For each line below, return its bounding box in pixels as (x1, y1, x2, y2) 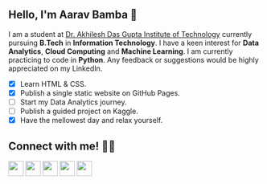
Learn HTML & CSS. (19, 79, 87, 88)
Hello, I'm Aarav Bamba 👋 (8, 8, 138, 22)
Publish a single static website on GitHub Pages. (19, 88, 181, 97)
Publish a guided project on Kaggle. (19, 106, 138, 116)
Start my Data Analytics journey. (19, 97, 127, 107)
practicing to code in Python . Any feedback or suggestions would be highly (8, 55, 259, 64)
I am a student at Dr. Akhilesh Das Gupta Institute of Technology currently (8, 29, 253, 39)
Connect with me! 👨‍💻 (8, 139, 116, 153)
